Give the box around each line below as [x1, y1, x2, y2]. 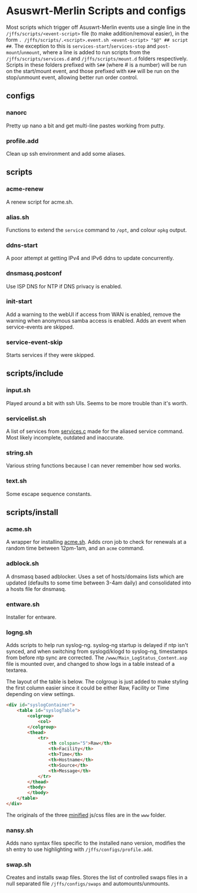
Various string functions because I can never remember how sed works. [6, 462, 182, 470]
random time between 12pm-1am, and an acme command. [6, 544, 145, 552]
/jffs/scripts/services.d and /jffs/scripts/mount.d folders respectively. [6, 55, 188, 62]
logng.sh [6, 628, 32, 636]
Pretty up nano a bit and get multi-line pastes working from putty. [6, 122, 165, 129]
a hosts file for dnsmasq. [6, 585, 67, 592]
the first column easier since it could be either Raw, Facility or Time [6, 684, 169, 691]
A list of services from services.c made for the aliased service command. [6, 428, 184, 435]
